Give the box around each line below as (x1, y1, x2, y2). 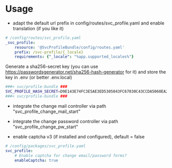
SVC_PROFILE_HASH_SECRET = (5, 89, 60, 94)
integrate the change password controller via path (12, 118, 119, 124)
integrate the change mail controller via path (12, 103, 106, 109)
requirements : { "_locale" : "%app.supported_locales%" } (14, 54, 134, 59)
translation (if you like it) (12, 25, 64, 31)
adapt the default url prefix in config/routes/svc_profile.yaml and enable (12, 20, 165, 26)
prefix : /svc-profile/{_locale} (14, 50, 83, 55)
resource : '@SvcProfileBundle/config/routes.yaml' (14, 44, 125, 50)
